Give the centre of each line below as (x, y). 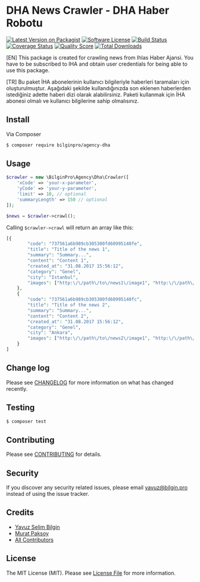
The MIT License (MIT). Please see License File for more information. (91, 573)
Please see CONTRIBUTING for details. (54, 454)
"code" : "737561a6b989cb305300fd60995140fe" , (85, 244)
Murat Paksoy (32, 533)
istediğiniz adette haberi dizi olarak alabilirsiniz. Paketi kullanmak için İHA (96, 94)
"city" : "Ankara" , (50, 333)
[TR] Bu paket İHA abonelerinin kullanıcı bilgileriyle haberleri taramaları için (98, 82)
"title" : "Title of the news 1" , (69, 249)
